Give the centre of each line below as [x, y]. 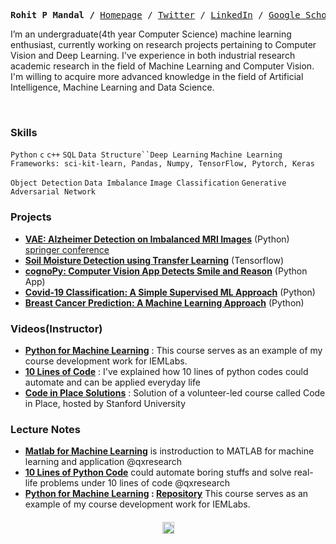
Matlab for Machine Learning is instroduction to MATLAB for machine [169, 451]
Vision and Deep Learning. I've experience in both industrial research [153, 55]
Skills [24, 132]
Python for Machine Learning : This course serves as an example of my [173, 350]
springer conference [67, 249]
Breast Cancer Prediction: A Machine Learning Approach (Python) [164, 302]
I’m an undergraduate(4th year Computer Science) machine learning [151, 34]
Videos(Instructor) [56, 328]
